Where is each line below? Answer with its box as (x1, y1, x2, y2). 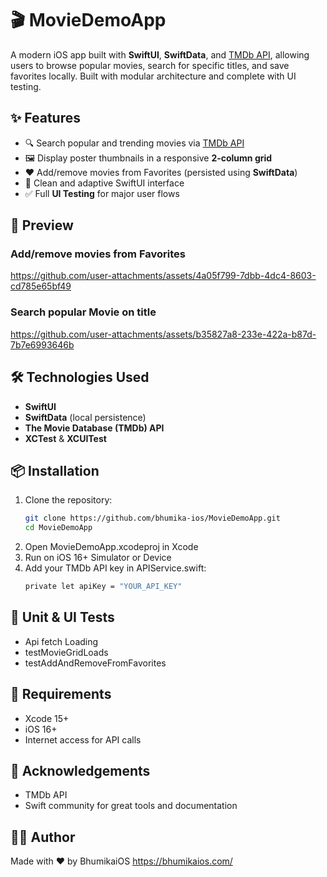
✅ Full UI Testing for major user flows (24, 187, 180, 199)
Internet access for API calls (24, 733, 142, 746)
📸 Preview (10, 217, 74, 234)
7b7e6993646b (10, 338, 75, 351)
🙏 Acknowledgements (10, 763, 151, 779)
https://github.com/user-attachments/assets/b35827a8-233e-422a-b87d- (10, 328, 317, 340)
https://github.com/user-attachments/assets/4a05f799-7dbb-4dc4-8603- (10, 270, 317, 282)
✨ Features (10, 110, 81, 127)
